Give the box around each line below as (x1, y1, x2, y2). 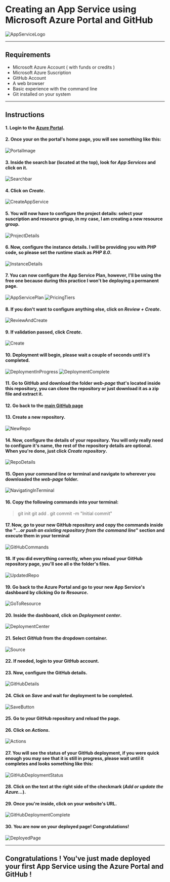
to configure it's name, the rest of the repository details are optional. (5, 443, 152, 449)
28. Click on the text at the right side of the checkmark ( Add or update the (5, 784, 163, 790)
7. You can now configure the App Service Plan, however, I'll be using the (5, 273, 161, 279)
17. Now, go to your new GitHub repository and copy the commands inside (5, 522, 163, 528)
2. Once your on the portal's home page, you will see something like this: (5, 136, 161, 143)
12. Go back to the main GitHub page (5, 402, 83, 409)
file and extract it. (5, 391, 44, 397)
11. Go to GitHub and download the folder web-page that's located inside (5, 380, 161, 386)
